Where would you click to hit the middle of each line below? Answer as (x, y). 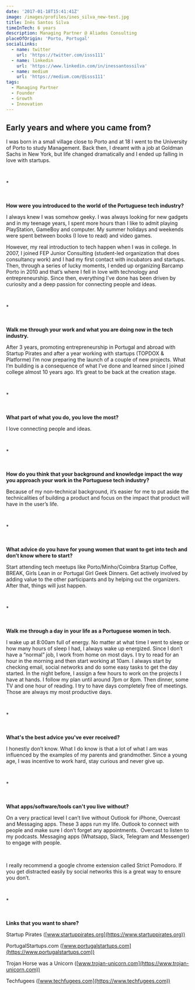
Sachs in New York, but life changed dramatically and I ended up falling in (95, 154)
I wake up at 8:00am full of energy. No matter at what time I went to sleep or (98, 642)
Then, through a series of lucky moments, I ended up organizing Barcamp (95, 266)
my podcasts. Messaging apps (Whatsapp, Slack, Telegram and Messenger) (98, 837)
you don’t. (18, 878)
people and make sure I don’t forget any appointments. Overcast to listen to (97, 830)
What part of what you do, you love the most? (62, 417)
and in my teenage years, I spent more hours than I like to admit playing (92, 224)
